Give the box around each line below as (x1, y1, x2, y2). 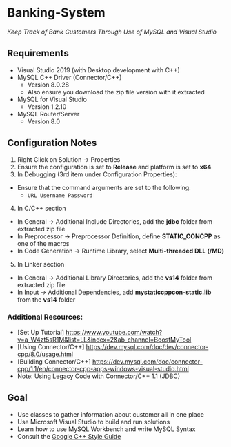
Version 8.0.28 (27, 81, 70, 89)
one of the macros (17, 239, 70, 247)
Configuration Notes (7, 137, 97, 149)
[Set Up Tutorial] (17, 328, 64, 336)
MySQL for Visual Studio (17, 95, 88, 103)
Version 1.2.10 (27, 102, 67, 111)
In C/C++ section (17, 204, 66, 212)
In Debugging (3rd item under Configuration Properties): (17, 170, 177, 178)
